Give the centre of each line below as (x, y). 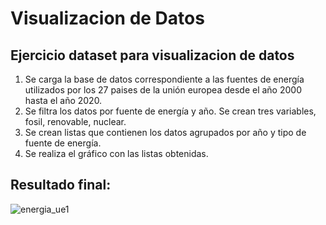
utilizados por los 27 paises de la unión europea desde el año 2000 (163, 90)
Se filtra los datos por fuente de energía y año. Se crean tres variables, (170, 111)
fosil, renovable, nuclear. (75, 121)
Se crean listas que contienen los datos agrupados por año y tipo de (165, 132)
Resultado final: (61, 185)
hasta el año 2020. (63, 100)
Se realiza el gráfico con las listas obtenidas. (116, 153)
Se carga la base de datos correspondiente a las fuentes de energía (164, 79)
